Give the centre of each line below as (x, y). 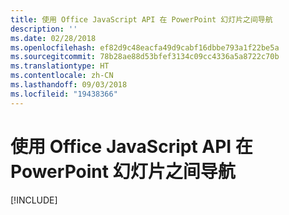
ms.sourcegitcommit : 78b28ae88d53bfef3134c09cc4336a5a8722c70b (145, 57)
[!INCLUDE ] (34, 200)
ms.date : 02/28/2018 (53, 38)
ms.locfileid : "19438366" (64, 94)
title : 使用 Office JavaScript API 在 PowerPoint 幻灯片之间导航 (141, 19)
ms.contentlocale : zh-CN (62, 76)
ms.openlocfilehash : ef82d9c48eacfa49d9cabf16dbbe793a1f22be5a (145, 47)
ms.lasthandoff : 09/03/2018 (69, 85)
